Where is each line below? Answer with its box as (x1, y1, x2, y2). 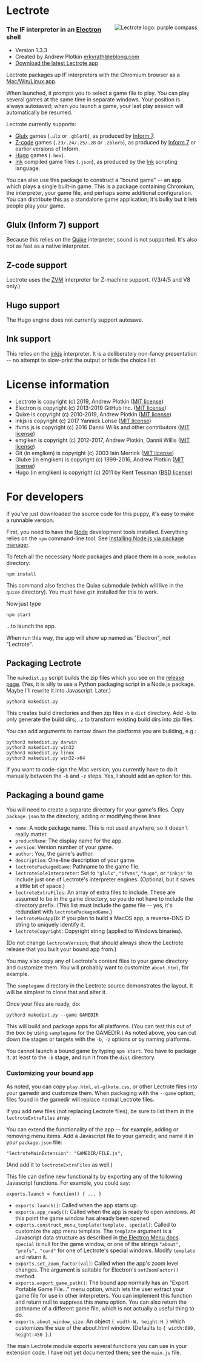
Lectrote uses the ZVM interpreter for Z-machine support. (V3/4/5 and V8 (6, 276, 191, 283)
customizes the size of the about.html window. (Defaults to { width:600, (15, 1324, 196, 1331)
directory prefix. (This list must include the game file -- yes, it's (15, 902, 173, 909)
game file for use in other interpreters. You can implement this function (15, 1292, 192, 1299)
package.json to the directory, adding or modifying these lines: (6, 813, 162, 820)
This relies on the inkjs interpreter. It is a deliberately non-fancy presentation (6, 350, 197, 357)
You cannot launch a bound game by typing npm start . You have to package (6, 1048, 197, 1055)
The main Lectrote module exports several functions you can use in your (6, 1342, 187, 1349)
